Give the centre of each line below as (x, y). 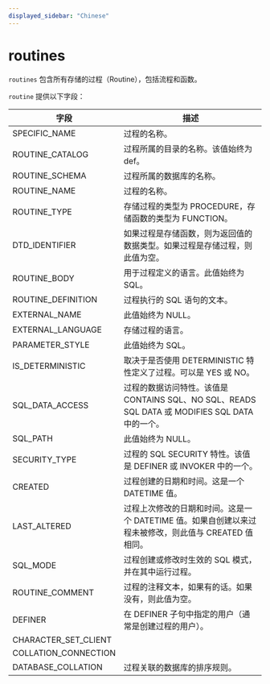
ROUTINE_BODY (43, 278)
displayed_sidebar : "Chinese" (59, 16)
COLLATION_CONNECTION (64, 653)
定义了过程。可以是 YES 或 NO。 (193, 372)
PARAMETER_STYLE (51, 345)
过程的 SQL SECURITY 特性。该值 (187, 454)
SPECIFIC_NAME (44, 133)
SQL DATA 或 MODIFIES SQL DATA (188, 412)
